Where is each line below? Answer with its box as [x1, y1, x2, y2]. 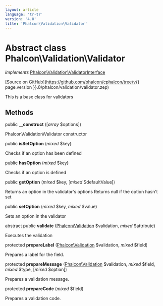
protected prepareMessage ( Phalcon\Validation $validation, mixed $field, [5, 261, 155, 267]
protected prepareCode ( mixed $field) [5, 286, 84, 292]
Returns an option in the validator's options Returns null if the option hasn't [5, 189, 158, 194]
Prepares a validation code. [5, 296, 61, 301]
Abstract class [5, 43, 66, 54]
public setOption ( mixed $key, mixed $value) [5, 204, 98, 209]
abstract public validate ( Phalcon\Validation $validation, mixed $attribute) [5, 223, 156, 229]
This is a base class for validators [5, 94, 73, 100]
